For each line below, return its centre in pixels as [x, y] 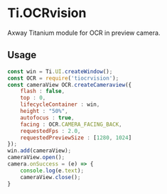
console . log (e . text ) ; [52, 171]
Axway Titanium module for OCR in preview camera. [84, 33]
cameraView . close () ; [50, 177]
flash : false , [43, 91]
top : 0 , [33, 98]
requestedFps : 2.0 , [50, 131]
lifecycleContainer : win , [60, 104]
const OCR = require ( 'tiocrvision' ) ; [63, 78]
